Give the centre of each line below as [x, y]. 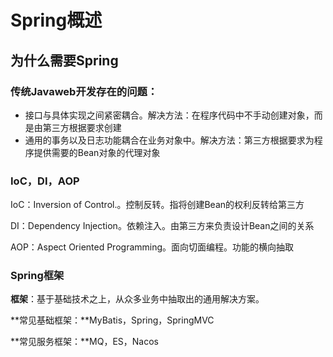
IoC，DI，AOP [45, 181]
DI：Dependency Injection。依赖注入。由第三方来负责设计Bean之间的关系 [162, 226]
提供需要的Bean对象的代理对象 [97, 152]
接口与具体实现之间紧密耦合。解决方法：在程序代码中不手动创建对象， [169, 115]
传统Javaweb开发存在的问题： [84, 91]
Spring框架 [37, 276]
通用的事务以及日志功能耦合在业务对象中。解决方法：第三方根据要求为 [169, 140]
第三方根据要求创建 [82, 127]
